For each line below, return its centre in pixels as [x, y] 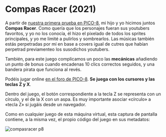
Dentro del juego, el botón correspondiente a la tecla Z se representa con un [83, 94]
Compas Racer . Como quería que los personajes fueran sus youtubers [77, 28]
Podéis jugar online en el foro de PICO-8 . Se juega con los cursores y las [80, 79]
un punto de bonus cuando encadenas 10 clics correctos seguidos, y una [80, 64]
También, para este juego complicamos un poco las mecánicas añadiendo [81, 59]
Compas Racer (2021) [51, 9]
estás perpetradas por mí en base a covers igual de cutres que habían [77, 44]
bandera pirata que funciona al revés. [43, 69]
